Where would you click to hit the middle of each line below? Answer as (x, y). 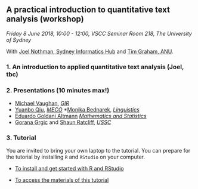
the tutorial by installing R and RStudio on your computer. (75, 157)
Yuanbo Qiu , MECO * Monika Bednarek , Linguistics (77, 110)
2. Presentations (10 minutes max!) (58, 90)
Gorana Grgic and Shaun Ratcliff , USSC (63, 122)
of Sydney (19, 40)
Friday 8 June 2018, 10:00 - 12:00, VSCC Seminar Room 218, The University (99, 33)
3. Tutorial (21, 138)
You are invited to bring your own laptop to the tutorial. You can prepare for (98, 151)
